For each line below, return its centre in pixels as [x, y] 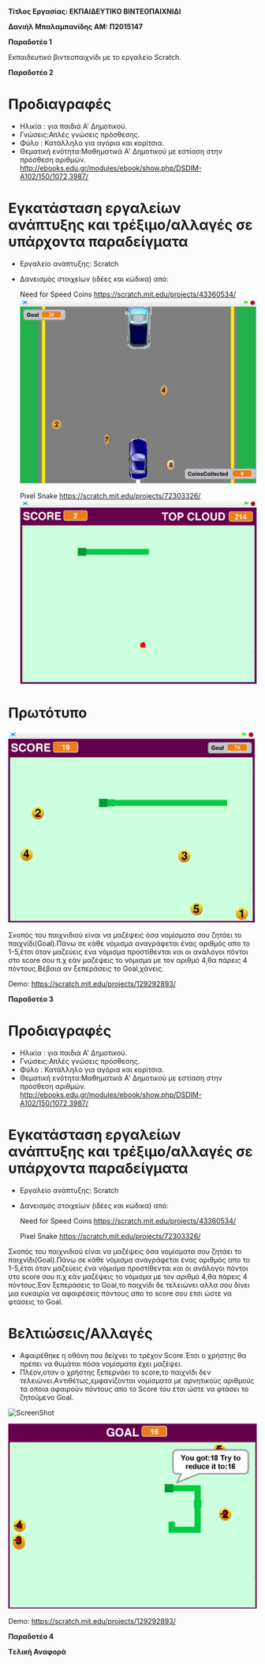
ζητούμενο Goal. [47, 1397]
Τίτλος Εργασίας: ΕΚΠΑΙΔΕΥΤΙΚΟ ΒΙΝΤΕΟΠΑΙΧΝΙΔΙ [95, 11]
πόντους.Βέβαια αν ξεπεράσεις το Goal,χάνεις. [86, 968]
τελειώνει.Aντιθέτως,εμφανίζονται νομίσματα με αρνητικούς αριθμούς [137, 1380]
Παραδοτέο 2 [31, 73]
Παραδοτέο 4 [31, 1636]
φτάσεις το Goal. [35, 1301]
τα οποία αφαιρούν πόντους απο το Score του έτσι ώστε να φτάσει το [134, 1389]
